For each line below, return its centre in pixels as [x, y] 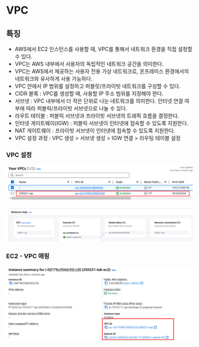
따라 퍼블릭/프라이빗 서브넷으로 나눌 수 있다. [76, 108]
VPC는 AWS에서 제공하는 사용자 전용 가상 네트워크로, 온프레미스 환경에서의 [102, 71]
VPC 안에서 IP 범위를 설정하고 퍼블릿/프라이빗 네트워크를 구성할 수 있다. [97, 86]
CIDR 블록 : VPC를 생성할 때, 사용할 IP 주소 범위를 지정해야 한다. [89, 93]
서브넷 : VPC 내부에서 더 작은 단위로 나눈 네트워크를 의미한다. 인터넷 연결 [99, 101]
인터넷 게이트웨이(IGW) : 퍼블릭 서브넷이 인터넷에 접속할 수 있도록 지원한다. [101, 123]
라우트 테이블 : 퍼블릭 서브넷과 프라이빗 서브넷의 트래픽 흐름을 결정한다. [97, 116]
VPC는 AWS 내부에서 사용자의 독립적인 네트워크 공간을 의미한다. [89, 64]
